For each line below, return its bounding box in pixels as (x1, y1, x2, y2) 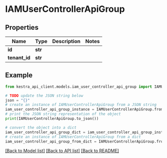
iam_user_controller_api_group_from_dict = (5, 139, 97, 144)
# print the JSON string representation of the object (5, 111, 121, 117)
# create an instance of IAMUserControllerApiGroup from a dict (5, 134, 141, 139)
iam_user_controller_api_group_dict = (5, 130, 85, 135)
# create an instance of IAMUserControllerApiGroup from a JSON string (5, 103, 157, 107)
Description (52, 38, 81, 45)
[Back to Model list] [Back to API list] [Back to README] (5, 148, 119, 154)
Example (5, 71, 33, 80)
